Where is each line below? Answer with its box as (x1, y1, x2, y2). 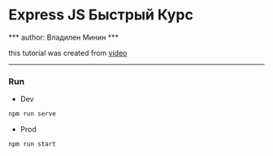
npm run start (8, 140, 57, 149)
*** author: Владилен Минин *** (8, 32, 119, 42)
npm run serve (8, 110, 57, 118)
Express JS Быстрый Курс (8, 6, 193, 24)
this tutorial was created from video (8, 48, 128, 57)
